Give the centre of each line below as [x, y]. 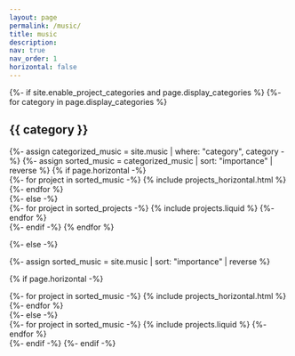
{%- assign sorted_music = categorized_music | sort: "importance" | [147, 160]
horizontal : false [43, 68]
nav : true [28, 51]
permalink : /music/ [45, 26]
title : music [33, 34]
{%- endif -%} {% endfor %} [62, 227]
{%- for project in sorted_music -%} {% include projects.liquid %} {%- [138, 324]
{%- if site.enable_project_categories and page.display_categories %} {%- [145, 92]
